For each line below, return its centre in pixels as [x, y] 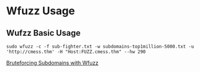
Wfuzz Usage [41, 11]
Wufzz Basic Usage [43, 33]
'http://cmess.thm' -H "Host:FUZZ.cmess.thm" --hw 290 [76, 52]
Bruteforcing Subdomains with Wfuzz [52, 63]
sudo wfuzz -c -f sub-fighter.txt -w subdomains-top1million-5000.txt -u [100, 46]
